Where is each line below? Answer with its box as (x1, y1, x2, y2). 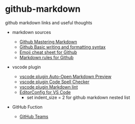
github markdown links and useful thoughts (5, 20, 92, 26)
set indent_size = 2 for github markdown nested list (26, 94, 131, 100)
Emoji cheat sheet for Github (19, 49, 77, 55)
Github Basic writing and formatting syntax (19, 44, 106, 50)
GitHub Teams (19, 113, 48, 119)
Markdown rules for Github (19, 54, 74, 60)
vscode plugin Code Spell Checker (19, 79, 90, 85)
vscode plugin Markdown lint (19, 84, 78, 90)
